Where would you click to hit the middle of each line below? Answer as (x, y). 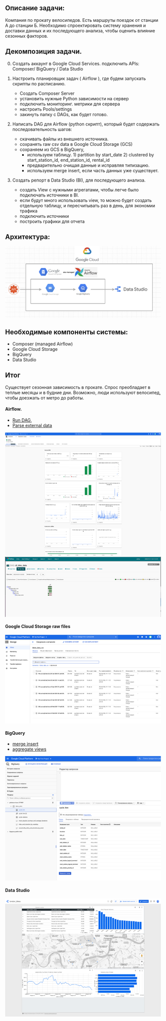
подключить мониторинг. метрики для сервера (70, 104)
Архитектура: (28, 237)
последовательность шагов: (42, 129)
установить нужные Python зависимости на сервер (74, 98)
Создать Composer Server (47, 93)
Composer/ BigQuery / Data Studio (48, 68)
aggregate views (29, 749)
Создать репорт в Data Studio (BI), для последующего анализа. (79, 180)
